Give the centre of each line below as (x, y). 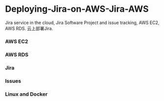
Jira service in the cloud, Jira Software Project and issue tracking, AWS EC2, (82, 23)
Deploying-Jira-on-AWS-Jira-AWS (77, 9)
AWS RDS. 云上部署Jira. (29, 28)
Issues (13, 81)
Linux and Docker (26, 94)
